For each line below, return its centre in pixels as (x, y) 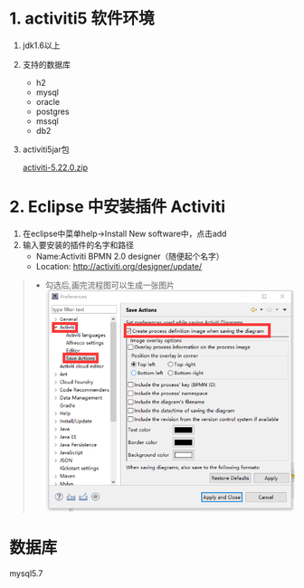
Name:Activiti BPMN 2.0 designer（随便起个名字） (130, 256)
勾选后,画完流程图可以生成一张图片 (109, 285)
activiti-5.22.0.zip (55, 167)
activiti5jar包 (46, 149)
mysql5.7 (26, 573)
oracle (48, 101)
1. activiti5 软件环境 (82, 19)
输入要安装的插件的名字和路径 (78, 244)
